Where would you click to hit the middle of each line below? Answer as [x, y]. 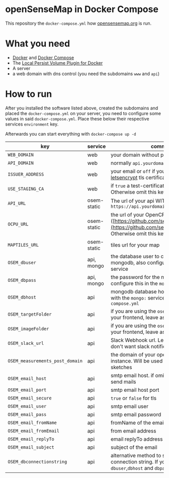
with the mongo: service [138, 297]
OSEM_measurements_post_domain [45, 361]
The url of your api [132, 201]
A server [21, 68]
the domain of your [133, 354]
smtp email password [136, 414]
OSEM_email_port [27, 390]
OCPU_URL [18, 224]
